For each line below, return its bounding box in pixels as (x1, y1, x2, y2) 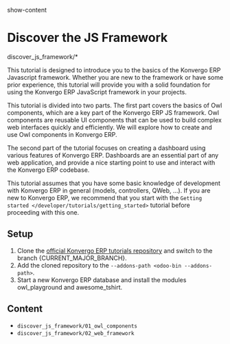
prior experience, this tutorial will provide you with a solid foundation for (7, 80, 211, 89)
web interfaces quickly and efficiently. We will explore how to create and (7, 123, 212, 131)
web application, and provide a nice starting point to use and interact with (7, 158, 216, 166)
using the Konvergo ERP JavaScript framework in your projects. (7, 87, 187, 96)
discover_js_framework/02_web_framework (16, 330, 135, 336)
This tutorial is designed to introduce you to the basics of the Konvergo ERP (7, 65, 221, 74)
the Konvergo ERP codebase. (7, 165, 90, 174)
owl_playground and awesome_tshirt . (16, 283, 123, 291)
